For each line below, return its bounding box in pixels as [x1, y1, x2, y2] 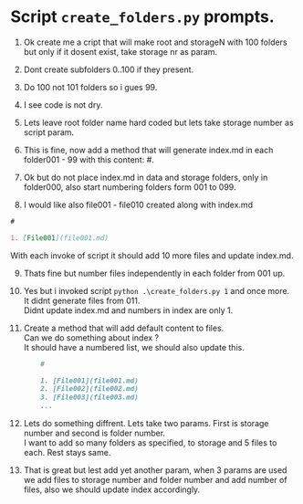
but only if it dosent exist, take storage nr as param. [23, 46, 218, 57]
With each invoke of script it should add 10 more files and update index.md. [10, 249, 294, 261]
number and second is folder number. [23, 427, 166, 439]
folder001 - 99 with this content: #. [23, 153, 154, 165]
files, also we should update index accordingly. [23, 484, 201, 495]
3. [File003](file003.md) [40, 393, 140, 403]
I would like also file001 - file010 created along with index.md [23, 199, 254, 210]
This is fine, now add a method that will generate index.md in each [23, 144, 274, 155]
